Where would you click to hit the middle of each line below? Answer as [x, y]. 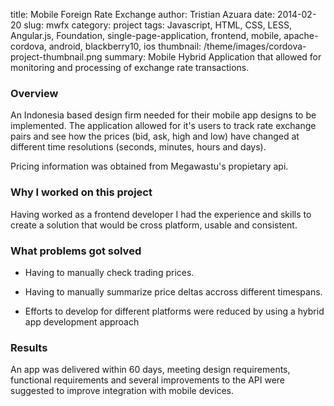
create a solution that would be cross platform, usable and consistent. [154, 225]
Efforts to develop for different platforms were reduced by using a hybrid [174, 311]
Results [29, 347]
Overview [34, 93]
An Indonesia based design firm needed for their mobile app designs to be [163, 115]
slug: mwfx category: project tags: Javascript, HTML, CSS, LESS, [157, 25]
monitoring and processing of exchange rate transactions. [130, 67]
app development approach [82, 321]
